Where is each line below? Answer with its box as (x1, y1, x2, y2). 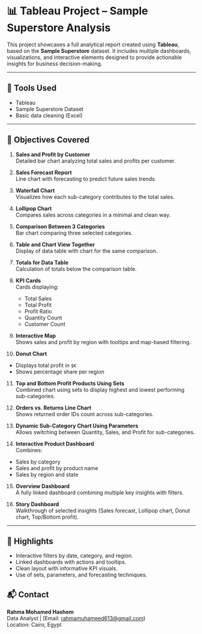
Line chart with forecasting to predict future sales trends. (15, 175, 156, 183)
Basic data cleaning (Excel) (15, 112, 83, 119)
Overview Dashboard (15, 482, 70, 489)
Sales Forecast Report (15, 169, 73, 176)
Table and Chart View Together (15, 241, 95, 248)
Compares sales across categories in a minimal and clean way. (15, 211, 171, 219)
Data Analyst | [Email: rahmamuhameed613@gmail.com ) (7, 615, 146, 622)
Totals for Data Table (15, 259, 69, 266)
